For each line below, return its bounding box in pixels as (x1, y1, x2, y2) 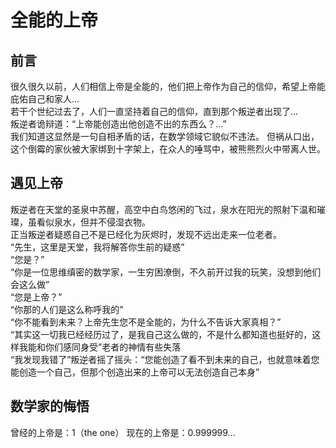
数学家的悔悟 (10, 398, 90, 415)
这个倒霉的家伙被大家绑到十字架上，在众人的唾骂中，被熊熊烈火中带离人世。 (10, 143, 326, 155)
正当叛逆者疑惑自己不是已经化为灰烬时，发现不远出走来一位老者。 (10, 228, 282, 240)
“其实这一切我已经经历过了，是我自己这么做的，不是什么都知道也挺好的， (10, 328, 313, 340)
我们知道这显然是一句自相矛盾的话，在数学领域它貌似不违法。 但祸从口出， (10, 131, 320, 142)
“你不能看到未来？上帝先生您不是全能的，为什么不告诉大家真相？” (10, 316, 282, 328)
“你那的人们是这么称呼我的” (10, 303, 124, 315)
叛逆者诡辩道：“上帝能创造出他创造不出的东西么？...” (10, 118, 227, 130)
